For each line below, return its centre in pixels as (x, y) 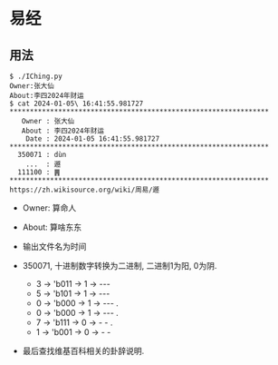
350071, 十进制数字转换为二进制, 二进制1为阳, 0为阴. (120, 266)
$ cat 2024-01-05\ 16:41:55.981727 (77, 104)
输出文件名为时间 (54, 247)
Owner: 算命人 (49, 208)
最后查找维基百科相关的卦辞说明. (83, 351)
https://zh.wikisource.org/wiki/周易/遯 (85, 190)
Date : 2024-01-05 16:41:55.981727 (93, 139)
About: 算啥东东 (52, 227)
